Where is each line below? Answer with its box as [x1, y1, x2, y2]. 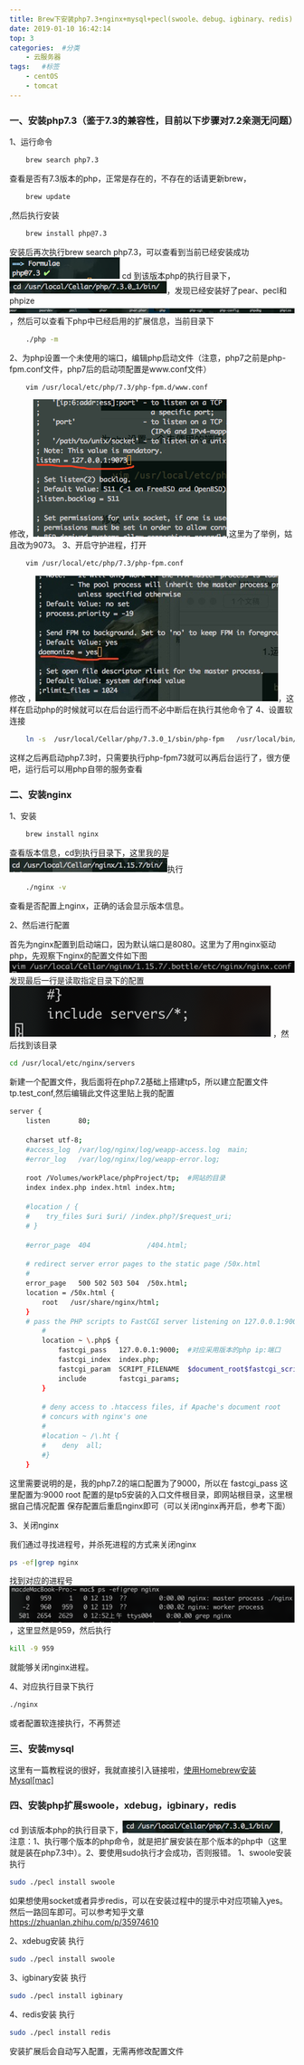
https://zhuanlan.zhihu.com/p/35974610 [9, 1917, 159, 1927]
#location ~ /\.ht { [42, 1432, 119, 1441]
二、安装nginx [9, 788, 72, 801]
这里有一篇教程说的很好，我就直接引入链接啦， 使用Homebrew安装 [9, 1765, 257, 1775]
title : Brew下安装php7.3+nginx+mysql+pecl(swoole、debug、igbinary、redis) [9, 14, 293, 24]
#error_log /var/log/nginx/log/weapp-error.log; [25, 1155, 221, 1164]
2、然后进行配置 [9, 919, 71, 931]
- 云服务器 [25, 52, 62, 62]
